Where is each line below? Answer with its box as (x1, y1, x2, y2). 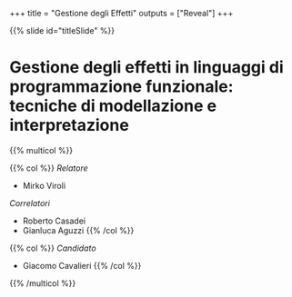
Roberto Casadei (22, 215, 86, 226)
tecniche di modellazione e (9, 95, 216, 116)
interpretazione (9, 115, 129, 135)
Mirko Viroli (22, 180, 66, 191)
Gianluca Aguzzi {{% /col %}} (22, 224, 135, 235)
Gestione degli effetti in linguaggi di (9, 57, 284, 78)
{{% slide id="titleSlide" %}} (9, 25, 116, 35)
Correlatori (9, 197, 50, 208)
